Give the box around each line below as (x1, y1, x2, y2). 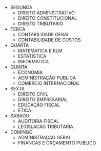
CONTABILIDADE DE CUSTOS (17, 37, 81, 43)
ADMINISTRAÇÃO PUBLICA (17, 75, 76, 81)
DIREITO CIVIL (17, 91, 49, 97)
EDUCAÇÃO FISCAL (17, 102, 60, 108)
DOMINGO (10, 129, 33, 135)
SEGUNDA (10, 5, 32, 10)
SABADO (10, 113, 30, 119)
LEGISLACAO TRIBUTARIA (17, 123, 73, 130)
